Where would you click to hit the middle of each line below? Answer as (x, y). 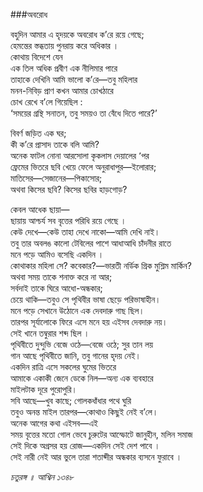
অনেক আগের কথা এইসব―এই (54, 423)
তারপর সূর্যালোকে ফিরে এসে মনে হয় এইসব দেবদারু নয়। (89, 322)
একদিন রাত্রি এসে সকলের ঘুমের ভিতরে (63, 367)
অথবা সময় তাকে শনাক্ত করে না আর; (61, 277)
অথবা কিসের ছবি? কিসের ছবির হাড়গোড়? (69, 189)
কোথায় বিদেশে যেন (36, 57)
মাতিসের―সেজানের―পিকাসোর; (56, 178)
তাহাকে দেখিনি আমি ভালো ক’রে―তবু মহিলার (74, 79)
